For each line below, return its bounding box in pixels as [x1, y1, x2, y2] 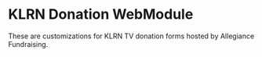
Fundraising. [8, 39, 49, 48]
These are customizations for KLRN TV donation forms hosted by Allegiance [8, 31, 255, 41]
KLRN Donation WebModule [8, 5, 194, 23]
